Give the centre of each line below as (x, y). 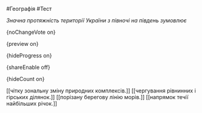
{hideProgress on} (29, 56)
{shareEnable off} (28, 67)
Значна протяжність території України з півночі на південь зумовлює (96, 20)
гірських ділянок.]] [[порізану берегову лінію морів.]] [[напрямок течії (97, 97)
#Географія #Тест (29, 9)
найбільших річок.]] (32, 103)
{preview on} (22, 44)
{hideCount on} (25, 79)
